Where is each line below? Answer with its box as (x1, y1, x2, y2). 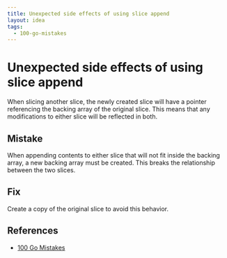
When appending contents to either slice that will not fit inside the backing (7, 151, 221, 159)
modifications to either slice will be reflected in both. (7, 112, 158, 121)
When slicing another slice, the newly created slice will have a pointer (7, 98, 207, 106)
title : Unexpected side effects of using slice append (7, 10, 170, 17)
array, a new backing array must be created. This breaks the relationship (7, 158, 216, 167)
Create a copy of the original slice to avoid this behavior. (7, 204, 169, 213)
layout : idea (7, 17, 45, 24)
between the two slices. (7, 166, 76, 174)
